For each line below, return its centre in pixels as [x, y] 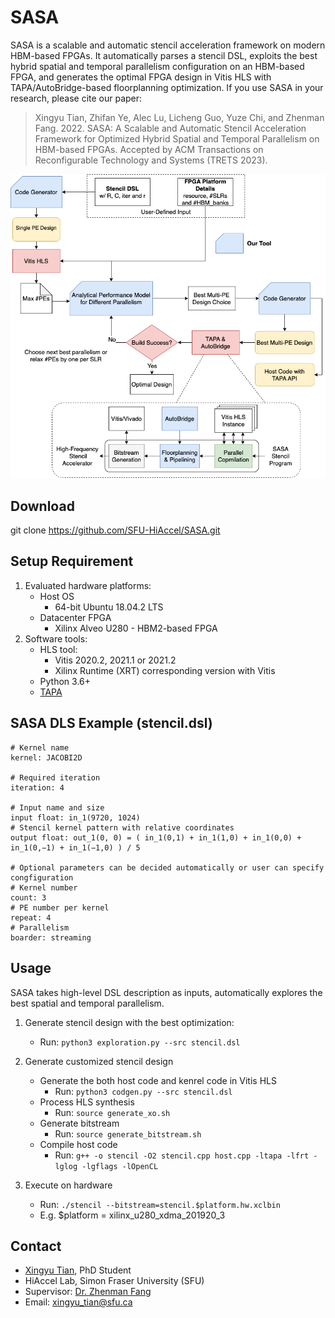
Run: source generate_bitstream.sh [128, 1133]
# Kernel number [44, 887]
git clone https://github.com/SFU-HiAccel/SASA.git [115, 530]
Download [42, 506]
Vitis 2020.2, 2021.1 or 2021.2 [115, 660]
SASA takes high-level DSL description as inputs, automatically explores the [166, 992]
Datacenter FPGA [75, 617]
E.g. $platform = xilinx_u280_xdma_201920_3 [132, 1215]
